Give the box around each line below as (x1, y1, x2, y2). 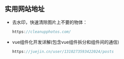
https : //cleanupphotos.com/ (12, 29, 71, 34)
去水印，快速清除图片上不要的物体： (12, 19, 88, 25)
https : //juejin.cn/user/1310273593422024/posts (12, 49, 114, 54)
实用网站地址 (5, 5, 45, 14)
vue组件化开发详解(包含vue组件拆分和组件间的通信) (12, 39, 119, 45)
